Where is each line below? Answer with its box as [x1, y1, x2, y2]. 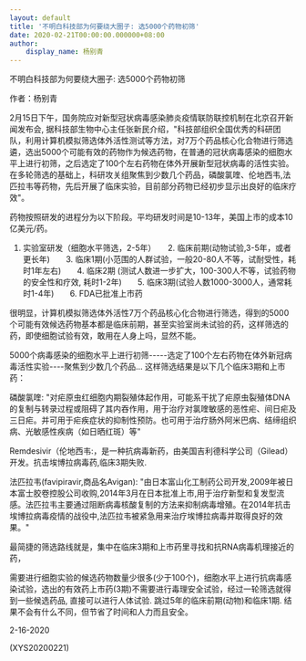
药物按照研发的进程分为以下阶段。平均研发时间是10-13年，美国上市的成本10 [9, 212, 293, 223]
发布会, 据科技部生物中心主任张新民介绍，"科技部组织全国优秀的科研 [16, 124, 273, 135]
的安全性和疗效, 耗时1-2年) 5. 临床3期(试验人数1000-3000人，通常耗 [22, 277, 293, 288]
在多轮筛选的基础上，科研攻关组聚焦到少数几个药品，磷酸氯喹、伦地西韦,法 [9, 170, 291, 181]
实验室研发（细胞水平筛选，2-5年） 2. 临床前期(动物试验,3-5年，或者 [22, 243, 291, 254]
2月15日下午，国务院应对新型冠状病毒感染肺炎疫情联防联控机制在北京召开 [9, 112, 286, 123]
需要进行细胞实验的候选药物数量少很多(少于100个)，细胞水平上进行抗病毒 [9, 572, 284, 583]
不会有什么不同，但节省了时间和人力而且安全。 [16, 606, 193, 617]
